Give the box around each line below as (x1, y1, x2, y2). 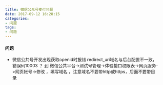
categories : (5, 16, 29, 21)
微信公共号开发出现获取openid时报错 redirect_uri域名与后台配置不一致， (12, 57, 157, 63)
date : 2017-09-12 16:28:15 (5, 12, 60, 16)
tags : (5, 25, 16, 30)
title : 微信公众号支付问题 (5, 7, 54, 12)
